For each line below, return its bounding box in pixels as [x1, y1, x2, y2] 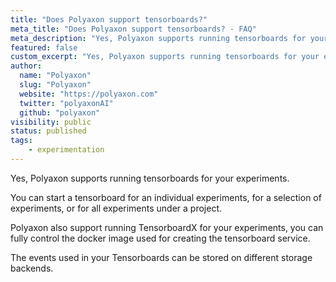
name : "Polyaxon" [19, 71, 92, 81]
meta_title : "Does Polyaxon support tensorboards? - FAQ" [10, 24, 257, 34]
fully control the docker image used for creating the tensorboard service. [10, 232, 311, 244]
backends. [10, 262, 54, 274]
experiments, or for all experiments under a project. [10, 202, 223, 214]
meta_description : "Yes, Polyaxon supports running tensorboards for [10, 33, 307, 43]
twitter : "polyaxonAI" [19, 98, 114, 108]
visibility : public [10, 117, 92, 127]
